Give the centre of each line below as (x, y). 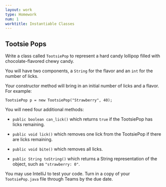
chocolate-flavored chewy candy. (40, 61)
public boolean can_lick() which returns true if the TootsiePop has (83, 119)
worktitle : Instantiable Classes (40, 24)
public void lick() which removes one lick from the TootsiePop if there (87, 134)
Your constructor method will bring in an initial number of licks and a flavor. (82, 86)
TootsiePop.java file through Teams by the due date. (59, 179)
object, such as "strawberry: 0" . (46, 164)
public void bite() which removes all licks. (58, 149)
